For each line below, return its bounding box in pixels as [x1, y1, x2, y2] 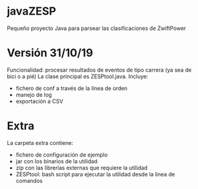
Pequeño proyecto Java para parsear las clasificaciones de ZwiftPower [7, 24, 186, 32]
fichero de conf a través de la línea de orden [15, 84, 128, 92]
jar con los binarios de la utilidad [15, 157, 98, 165]
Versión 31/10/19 [7, 46, 94, 60]
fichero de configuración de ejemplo [15, 151, 108, 158]
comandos [15, 177, 43, 184]
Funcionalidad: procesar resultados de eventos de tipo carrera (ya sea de [7, 66, 192, 73]
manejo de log [15, 91, 53, 98]
